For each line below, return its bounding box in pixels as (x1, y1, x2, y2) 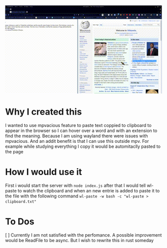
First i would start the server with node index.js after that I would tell (5, 183, 146, 188)
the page (5, 149, 24, 155)
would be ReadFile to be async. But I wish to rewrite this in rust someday (5, 238, 154, 244)
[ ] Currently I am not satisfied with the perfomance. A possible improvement (5, 232, 162, 238)
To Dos (5, 216, 35, 227)
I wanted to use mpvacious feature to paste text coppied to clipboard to (5, 123, 152, 128)
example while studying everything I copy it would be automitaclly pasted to (5, 143, 161, 149)
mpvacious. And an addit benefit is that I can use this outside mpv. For (5, 138, 149, 144)
